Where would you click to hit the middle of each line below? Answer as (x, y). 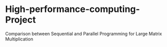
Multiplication (19, 39)
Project (21, 20)
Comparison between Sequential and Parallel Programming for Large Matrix (84, 33)
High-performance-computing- (73, 9)
